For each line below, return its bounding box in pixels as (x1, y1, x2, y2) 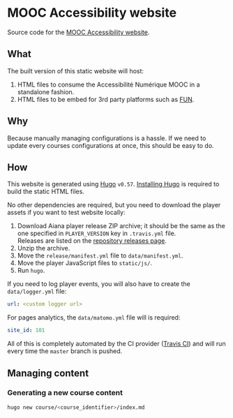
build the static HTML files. (7, 187, 85, 196)
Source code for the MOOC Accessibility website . (7, 28, 150, 36)
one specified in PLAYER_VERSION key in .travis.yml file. (17, 229, 176, 238)
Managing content (7, 367, 89, 379)
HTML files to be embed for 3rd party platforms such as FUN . (17, 95, 195, 103)
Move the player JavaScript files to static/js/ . (17, 259, 152, 267)
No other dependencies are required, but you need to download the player (7, 201, 221, 209)
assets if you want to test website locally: (7, 208, 126, 217)
